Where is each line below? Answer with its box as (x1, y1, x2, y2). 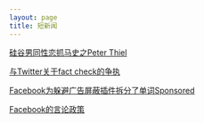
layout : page (9, 12, 58, 22)
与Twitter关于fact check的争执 (9, 66, 120, 77)
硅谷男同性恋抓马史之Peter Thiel (9, 46, 127, 58)
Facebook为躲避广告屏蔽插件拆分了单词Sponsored (9, 85, 195, 95)
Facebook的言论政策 (9, 103, 85, 114)
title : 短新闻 (9, 21, 58, 30)
